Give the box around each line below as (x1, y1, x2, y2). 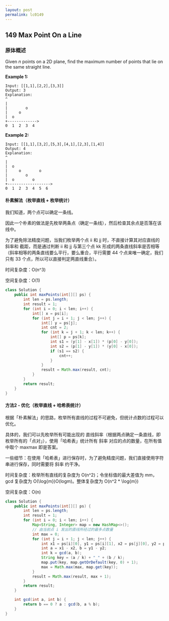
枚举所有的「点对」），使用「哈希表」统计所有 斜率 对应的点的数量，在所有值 (5, 437, 162, 444)
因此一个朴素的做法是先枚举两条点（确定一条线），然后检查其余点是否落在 (5, 220, 157, 226)
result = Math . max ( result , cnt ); (41, 367, 112, 372)
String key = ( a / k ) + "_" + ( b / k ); (41, 555, 125, 560)
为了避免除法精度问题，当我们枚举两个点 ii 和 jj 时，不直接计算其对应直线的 (5, 237, 160, 243)
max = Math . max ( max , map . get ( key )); (41, 564, 118, 570)
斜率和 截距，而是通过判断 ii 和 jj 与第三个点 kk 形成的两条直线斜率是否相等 (5, 243, 160, 250)
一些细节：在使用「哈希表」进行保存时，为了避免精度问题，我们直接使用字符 (5, 455, 164, 461)
